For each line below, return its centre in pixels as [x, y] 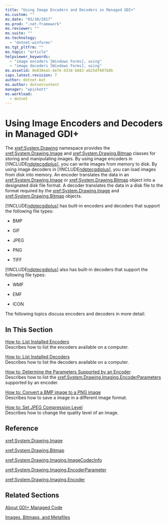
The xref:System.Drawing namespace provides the [58, 148]
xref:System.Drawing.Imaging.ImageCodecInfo [54, 460]
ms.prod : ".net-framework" [33, 24]
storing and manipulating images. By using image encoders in [69, 159]
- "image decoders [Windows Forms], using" [56, 66]
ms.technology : [21, 38]
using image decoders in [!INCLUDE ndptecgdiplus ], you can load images [81, 169]
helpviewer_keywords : [28, 57]
